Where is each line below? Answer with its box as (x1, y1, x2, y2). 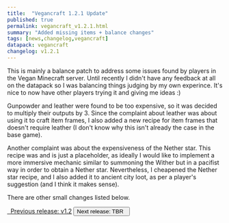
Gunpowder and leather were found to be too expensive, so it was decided (7, 102, 217, 110)
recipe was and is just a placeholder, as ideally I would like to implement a (7, 151, 215, 159)
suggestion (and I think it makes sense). (7, 180, 120, 188)
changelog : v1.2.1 (7, 48, 59, 55)
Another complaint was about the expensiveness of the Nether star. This (7, 144, 211, 152)
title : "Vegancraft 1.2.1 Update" (7, 10, 109, 17)
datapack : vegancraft (7, 42, 69, 48)
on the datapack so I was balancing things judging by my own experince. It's (7, 81, 223, 89)
